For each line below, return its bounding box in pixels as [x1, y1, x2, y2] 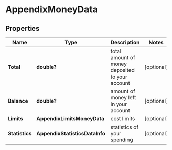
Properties [5, 24, 40, 33]
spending [110, 136, 133, 143]
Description [110, 39, 140, 46]
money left [110, 94, 136, 101]
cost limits [110, 115, 135, 122]
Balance [8, 97, 28, 104]
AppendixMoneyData [5, 4, 98, 15]
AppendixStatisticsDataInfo [36, 130, 106, 137]
